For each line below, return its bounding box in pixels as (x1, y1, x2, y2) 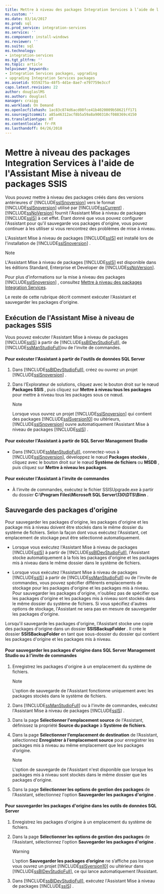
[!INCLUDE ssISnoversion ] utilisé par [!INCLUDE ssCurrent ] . (5, 205, 124, 211)
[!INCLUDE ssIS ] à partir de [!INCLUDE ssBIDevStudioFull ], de (5, 340, 127, 345)
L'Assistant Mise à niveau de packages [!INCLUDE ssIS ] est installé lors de (5, 235, 154, 241)
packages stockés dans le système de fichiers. (12, 693, 107, 699)
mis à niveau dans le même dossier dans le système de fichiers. (12, 560, 141, 566)
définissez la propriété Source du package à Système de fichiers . (12, 722, 147, 728)
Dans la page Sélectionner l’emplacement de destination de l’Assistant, (12, 732, 158, 737)
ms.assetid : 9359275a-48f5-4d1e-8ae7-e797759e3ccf (5, 80, 111, 85)
